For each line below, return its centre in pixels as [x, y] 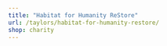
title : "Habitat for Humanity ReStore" [73, 15]
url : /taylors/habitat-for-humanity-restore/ [83, 23]
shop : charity [31, 30]
